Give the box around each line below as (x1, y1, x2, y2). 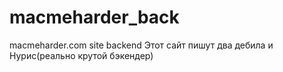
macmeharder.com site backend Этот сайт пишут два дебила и (9, 39, 274, 51)
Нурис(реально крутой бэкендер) (9, 49, 154, 61)
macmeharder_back (9, 6, 180, 29)
